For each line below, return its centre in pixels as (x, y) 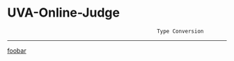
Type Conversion (180, 31)
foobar (17, 51)
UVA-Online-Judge (64, 13)
